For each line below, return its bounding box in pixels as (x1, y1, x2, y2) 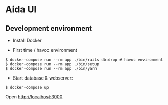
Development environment (5, 24, 92, 33)
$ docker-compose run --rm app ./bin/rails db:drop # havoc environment (5, 57, 163, 62)
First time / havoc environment (12, 47, 78, 53)
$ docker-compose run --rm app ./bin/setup (5, 62, 100, 67)
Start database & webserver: (12, 75, 73, 81)
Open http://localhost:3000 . (5, 94, 64, 100)
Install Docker (12, 37, 42, 43)
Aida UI (5, 4, 37, 15)
